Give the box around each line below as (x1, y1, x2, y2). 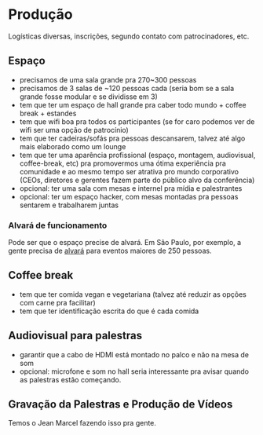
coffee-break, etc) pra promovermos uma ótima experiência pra (19, 159, 226, 168)
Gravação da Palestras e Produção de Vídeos (8, 398, 233, 411)
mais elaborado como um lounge (19, 141, 126, 151)
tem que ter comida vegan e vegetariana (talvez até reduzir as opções (19, 289, 247, 299)
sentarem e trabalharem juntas (19, 200, 119, 210)
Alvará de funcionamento (8, 220, 108, 231)
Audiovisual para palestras (8, 329, 143, 342)
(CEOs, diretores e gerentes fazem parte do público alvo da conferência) (19, 175, 255, 185)
